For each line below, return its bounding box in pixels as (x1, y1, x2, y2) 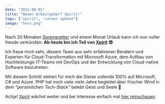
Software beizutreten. (5, 64, 49, 70)
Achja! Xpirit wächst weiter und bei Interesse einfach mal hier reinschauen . (5, 94, 157, 100)
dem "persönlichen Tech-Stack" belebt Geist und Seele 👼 (5, 84, 122, 90)
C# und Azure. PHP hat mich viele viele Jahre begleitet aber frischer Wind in (5, 79, 160, 85)
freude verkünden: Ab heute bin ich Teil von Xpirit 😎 (5, 40, 113, 45)
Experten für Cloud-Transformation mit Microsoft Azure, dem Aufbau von (5, 54, 153, 60)
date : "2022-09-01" (5, 7, 45, 12)
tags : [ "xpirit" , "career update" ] (5, 16, 78, 21)
